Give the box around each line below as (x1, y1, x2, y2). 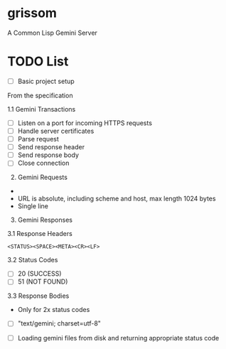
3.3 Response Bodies (7, 291, 70, 300)
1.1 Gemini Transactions (7, 104, 76, 113)
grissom (7, 5, 57, 21)
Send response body (17, 151, 80, 159)
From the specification (7, 91, 73, 100)
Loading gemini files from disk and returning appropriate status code (17, 333, 220, 342)
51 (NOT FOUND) (17, 277, 68, 286)
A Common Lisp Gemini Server (7, 28, 98, 37)
